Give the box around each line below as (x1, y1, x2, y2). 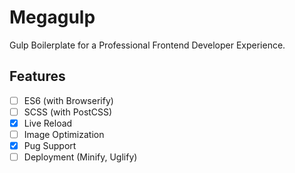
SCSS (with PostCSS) (23, 106, 113, 118)
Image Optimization (23, 128, 105, 140)
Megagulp (9, 6, 96, 29)
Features (9, 68, 66, 85)
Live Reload (23, 117, 73, 129)
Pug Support (23, 140, 77, 151)
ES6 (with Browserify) (23, 94, 114, 106)
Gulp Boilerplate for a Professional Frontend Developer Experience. (9, 39, 286, 51)
